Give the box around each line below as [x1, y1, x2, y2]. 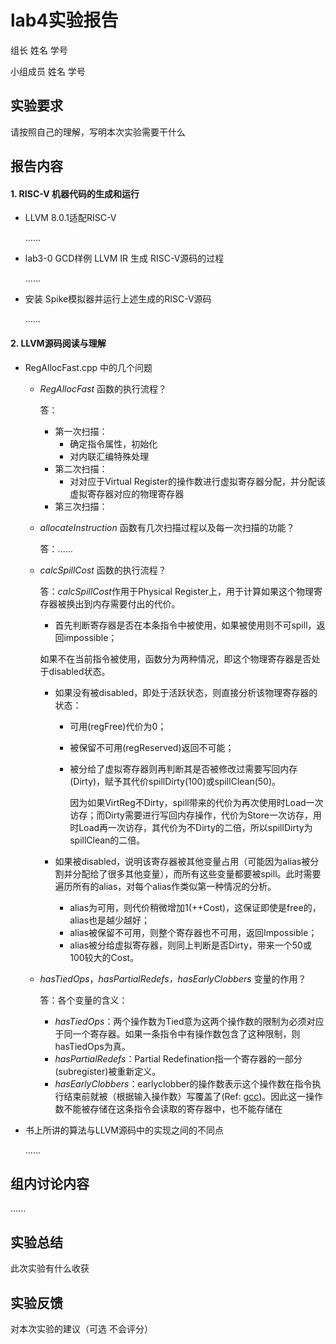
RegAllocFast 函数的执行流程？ [39, 382, 168, 395]
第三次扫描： [54, 500, 108, 512]
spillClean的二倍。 [69, 834, 146, 846]
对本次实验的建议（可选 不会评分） [10, 1322, 153, 1335]
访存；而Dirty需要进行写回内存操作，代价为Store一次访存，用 [69, 809, 322, 821]
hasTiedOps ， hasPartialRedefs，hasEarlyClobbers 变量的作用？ [39, 972, 307, 985]
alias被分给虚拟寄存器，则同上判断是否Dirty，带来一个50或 [69, 939, 312, 951]
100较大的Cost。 [69, 951, 140, 963]
